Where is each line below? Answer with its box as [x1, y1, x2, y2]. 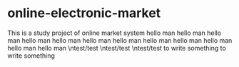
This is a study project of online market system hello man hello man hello [7, 29, 222, 37]
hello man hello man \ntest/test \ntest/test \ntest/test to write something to [7, 43, 226, 52]
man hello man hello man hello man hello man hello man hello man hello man [7, 36, 233, 44]
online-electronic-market [7, 5, 161, 21]
